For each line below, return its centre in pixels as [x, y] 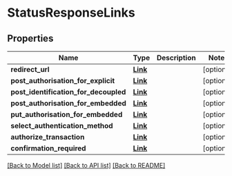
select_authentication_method [62, 126]
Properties [30, 38]
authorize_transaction [48, 137]
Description [176, 58]
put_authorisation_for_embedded [67, 114]
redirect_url [30, 69]
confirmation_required [48, 148]
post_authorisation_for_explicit [63, 81]
